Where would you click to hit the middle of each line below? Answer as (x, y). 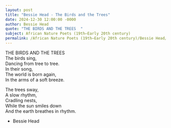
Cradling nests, (21, 100)
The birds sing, (21, 58)
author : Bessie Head (27, 24)
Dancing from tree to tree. (32, 63)
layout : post (19, 10)
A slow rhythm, (21, 95)
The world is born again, (31, 74)
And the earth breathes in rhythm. (41, 111)
